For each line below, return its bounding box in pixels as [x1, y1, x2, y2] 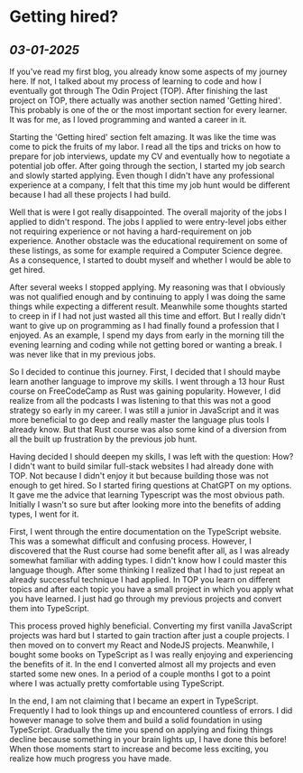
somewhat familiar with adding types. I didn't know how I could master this [9, 555, 287, 565]
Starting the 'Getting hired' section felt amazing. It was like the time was [9, 132, 277, 142]
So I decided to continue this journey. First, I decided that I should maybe [9, 367, 281, 377]
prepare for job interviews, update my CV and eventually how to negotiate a [9, 151, 290, 162]
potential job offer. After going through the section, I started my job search [9, 161, 286, 171]
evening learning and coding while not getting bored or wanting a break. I [9, 340, 282, 349]
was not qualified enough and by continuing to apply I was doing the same [9, 292, 286, 302]
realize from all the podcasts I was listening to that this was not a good [9, 396, 271, 405]
